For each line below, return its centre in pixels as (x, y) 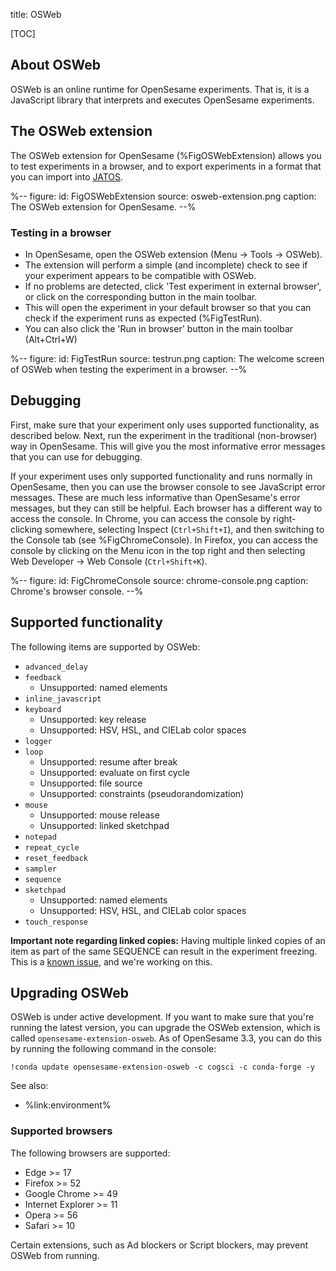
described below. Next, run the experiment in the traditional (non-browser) (164, 435)
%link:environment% (68, 1105)
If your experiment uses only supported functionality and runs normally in (161, 476)
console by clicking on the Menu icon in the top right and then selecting (158, 550)
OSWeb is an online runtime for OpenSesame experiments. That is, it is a (160, 89)
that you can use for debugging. (76, 456)
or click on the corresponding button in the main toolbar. (141, 296)
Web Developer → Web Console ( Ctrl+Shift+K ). (109, 561)
